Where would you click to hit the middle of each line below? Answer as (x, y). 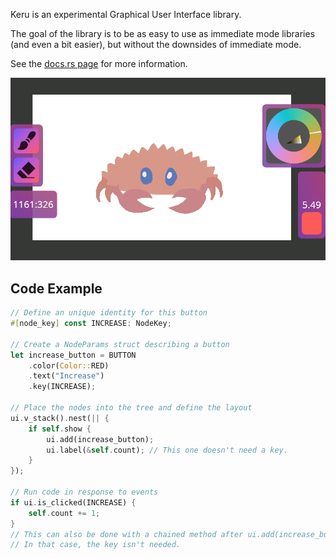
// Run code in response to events (84, 492)
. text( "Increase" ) (66, 376)
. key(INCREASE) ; (62, 387)
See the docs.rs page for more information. (99, 63)
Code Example (56, 288)
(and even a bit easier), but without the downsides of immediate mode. (156, 44)
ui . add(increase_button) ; (100, 439)
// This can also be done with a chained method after (127, 534)
